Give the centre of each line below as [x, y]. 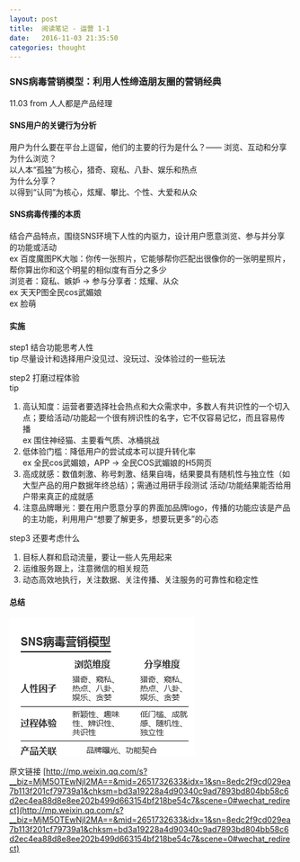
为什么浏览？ [33, 158]
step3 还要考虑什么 [45, 538]
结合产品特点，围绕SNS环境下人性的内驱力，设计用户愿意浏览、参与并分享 [147, 236]
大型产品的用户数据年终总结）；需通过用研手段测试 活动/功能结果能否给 [153, 485]
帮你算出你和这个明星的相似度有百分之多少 [88, 269]
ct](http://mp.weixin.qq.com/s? [66, 811]
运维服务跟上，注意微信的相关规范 [85, 569]
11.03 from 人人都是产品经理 [61, 103]
